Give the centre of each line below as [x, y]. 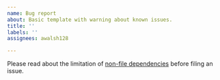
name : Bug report [32, 13]
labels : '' [23, 32]
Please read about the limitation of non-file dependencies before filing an [110, 64]
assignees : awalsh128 [38, 39]
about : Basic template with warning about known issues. [90, 20]
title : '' [21, 26]
